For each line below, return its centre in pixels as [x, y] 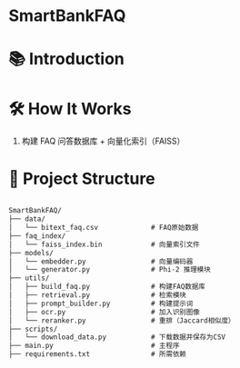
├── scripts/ [33, 329]
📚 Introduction [66, 59]
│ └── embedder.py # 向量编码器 [101, 261]
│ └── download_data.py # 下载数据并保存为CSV [117, 337]
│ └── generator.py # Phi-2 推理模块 [110, 270]
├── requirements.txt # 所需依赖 [98, 354]
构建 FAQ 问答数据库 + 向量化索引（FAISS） [103, 141]
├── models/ [31, 253]
